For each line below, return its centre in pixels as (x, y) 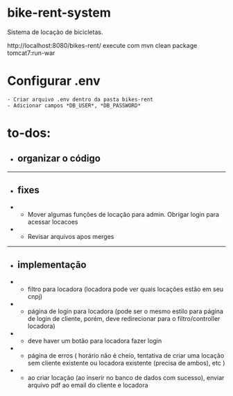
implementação (52, 265)
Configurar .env (54, 81)
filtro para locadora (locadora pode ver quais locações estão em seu (126, 289)
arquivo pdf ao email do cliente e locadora (88, 385)
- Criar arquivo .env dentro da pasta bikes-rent (80, 99)
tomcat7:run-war (31, 53)
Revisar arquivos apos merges (71, 236)
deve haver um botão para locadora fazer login (95, 340)
